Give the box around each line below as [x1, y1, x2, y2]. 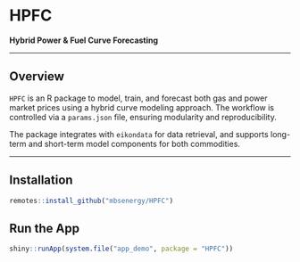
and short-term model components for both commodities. [28, 138, 241, 149]
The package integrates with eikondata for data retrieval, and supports [9, 128, 270, 139]
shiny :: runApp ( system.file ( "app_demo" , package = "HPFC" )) [9, 244, 234, 254]
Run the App [9, 220, 80, 236]
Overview [9, 69, 65, 85]
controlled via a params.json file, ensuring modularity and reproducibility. [9, 111, 277, 122]
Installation [9, 173, 73, 188]
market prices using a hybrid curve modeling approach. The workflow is [9, 102, 275, 112]
